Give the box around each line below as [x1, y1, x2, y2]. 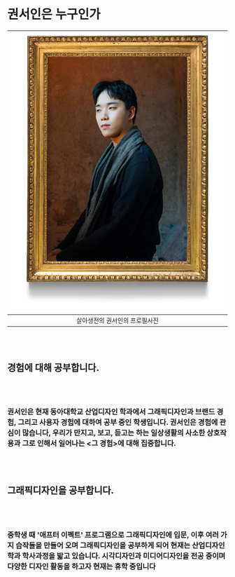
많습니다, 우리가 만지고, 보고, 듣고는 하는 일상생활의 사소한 [22, 428, 206, 438]
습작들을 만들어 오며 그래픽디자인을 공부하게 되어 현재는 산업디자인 [15, 541, 225, 550]
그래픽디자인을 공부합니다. [7, 484, 114, 496]
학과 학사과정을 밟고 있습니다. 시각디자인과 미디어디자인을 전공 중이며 [7, 551, 226, 561]
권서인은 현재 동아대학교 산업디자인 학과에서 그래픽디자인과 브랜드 [7, 407, 215, 417]
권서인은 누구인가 [7, 6, 101, 22]
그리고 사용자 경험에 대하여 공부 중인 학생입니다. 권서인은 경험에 [17, 418, 218, 428]
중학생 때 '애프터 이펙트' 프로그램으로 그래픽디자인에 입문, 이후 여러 [7, 530, 219, 540]
